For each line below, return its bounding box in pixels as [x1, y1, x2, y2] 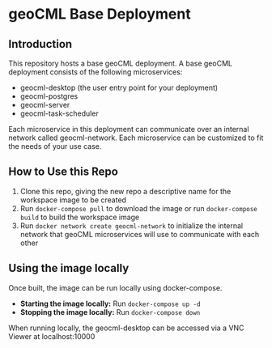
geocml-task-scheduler [19, 108, 99, 118]
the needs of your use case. [8, 142, 102, 151]
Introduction [8, 37, 73, 51]
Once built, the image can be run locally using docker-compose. [8, 282, 223, 292]
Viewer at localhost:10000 [8, 331, 96, 341]
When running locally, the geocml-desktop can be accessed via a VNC [8, 323, 244, 333]
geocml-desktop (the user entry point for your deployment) [19, 83, 219, 92]
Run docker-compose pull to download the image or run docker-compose [19, 203, 257, 213]
